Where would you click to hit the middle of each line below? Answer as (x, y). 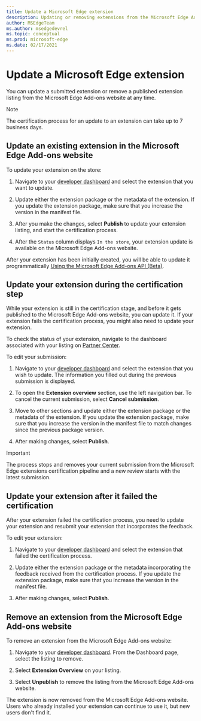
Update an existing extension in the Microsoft (93, 146)
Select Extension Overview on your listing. (68, 670)
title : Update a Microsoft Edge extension (60, 12)
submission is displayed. (45, 381)
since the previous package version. (60, 430)
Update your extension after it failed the (82, 496)
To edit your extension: (34, 538)
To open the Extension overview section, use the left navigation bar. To (103, 393)
